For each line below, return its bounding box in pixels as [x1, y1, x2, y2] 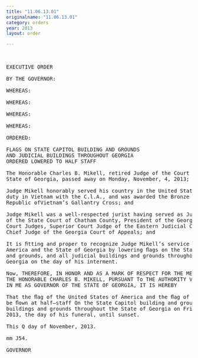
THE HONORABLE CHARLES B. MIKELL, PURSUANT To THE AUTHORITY [6, 276, 187, 283]
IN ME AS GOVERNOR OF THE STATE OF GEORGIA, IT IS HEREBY [6, 282, 177, 289]
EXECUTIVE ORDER [6, 64, 53, 71]
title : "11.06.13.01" [6, 8, 60, 15]
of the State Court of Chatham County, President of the [6, 217, 174, 224]
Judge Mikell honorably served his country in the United [6, 188, 177, 195]
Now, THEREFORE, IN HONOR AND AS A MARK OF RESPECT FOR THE [6, 270, 184, 277]
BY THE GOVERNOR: [6, 75, 56, 83]
